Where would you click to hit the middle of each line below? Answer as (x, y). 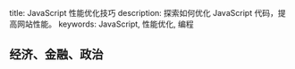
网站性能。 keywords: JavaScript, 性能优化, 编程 (105, 24)
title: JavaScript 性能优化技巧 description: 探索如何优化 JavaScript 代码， (144, 13)
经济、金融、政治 (56, 54)
